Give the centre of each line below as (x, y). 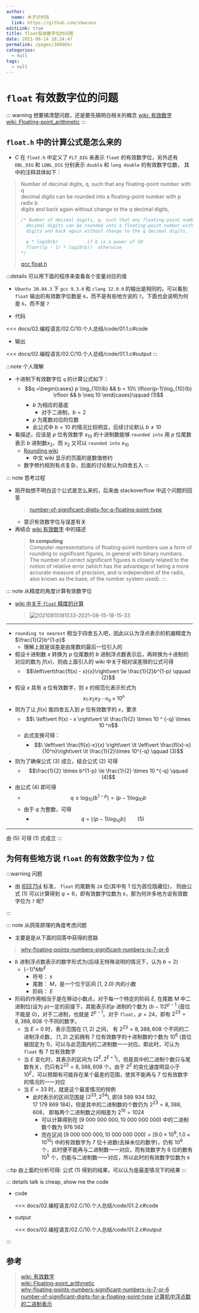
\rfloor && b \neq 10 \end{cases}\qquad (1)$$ (108, 395)
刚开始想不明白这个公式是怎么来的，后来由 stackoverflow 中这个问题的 (101, 490)
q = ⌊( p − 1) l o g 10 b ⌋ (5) (113, 819)
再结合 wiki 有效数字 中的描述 (50, 529)
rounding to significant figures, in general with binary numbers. (106, 553)
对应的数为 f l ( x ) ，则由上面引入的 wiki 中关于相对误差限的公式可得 (94, 661)
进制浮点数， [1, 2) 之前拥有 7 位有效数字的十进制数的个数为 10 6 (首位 (107, 1036)
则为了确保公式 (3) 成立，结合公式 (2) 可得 (66, 761)
